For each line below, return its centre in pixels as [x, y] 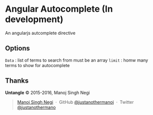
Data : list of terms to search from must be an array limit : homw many [77, 60]
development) [34, 19]
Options [18, 48]
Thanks [17, 81]
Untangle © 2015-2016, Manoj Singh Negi [47, 92]
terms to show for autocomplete [38, 65]
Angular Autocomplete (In [59, 9]
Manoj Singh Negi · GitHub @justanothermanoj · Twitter [75, 102]
